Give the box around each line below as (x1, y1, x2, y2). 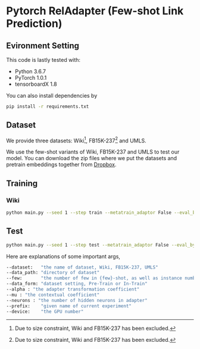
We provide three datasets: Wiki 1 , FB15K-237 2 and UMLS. (6, 136, 147, 144)
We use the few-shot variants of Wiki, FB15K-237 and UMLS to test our (6, 148, 180, 155)
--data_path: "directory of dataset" (6, 270, 100, 276)
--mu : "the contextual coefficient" (6, 292, 100, 298)
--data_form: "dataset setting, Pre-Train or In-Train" (6, 281, 148, 287)
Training (6, 178, 38, 188)
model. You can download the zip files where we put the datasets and (6, 155, 177, 162)
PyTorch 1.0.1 (14, 74, 47, 81)
